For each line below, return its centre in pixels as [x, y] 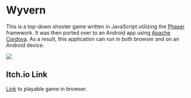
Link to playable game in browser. [47, 89]
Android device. [25, 45]
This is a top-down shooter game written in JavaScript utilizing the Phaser [95, 26]
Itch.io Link [27, 75]
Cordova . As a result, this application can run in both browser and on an [93, 39]
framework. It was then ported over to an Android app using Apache [88, 32]
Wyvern [26, 10]
